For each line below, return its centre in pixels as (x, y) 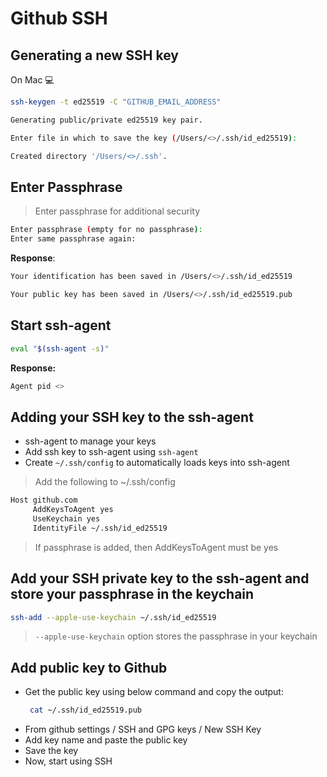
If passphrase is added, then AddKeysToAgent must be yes (156, 547)
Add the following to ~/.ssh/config (105, 482)
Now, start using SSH (68, 761)
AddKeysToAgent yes (73, 510)
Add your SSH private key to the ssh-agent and (160, 578)
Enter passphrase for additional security (117, 211)
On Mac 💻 (32, 80)
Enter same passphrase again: (73, 239)
